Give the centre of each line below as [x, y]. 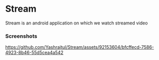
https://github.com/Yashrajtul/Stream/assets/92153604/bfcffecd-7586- [80, 47]
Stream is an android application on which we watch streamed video [76, 23]
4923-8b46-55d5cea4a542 [34, 53]
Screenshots [21, 36]
